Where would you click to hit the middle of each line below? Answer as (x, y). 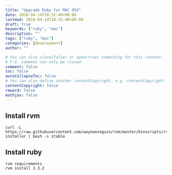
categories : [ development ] (34, 43)
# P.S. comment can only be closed (43, 62)
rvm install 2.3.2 (25, 168)
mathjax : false (21, 95)
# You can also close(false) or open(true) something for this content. (84, 57)
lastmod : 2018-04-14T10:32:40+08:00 (44, 19)
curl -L (14, 128)
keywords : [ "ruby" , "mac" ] (34, 29)
